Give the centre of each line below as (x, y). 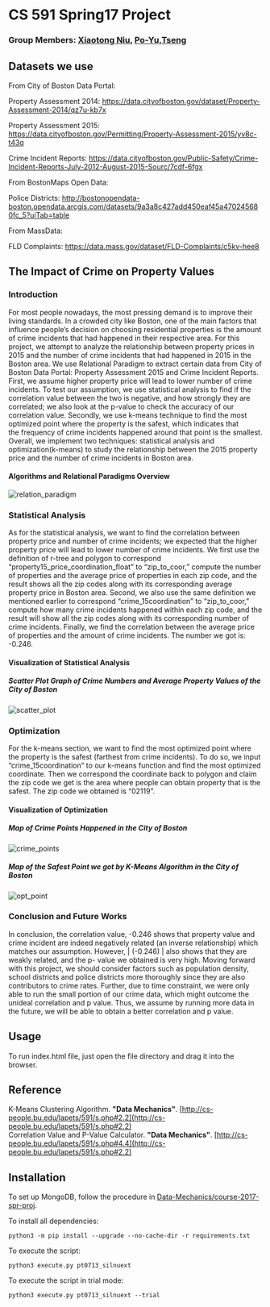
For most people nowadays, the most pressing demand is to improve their (131, 312)
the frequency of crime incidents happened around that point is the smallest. (135, 432)
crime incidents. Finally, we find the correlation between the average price (132, 627)
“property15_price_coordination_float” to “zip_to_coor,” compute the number (135, 567)
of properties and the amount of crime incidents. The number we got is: (127, 635)
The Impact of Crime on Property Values (112, 272)
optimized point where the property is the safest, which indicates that (124, 423)
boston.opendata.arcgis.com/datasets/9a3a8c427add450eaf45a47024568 (133, 206)
